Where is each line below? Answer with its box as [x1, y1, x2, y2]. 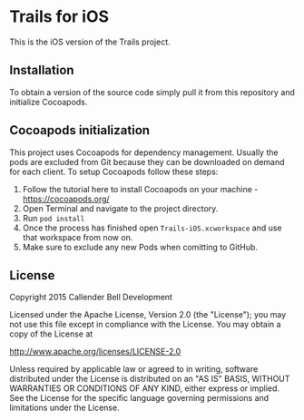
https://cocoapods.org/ [22, 193, 111, 204]
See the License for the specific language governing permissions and [9, 393, 270, 404]
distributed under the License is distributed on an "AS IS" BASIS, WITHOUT [9, 374, 290, 385]
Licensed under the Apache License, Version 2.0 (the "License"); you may [9, 309, 287, 320]
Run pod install [22, 212, 85, 223]
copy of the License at [9, 328, 93, 339]
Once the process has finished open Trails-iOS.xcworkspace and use [22, 222, 283, 233]
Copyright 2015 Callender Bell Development [9, 292, 172, 303]
